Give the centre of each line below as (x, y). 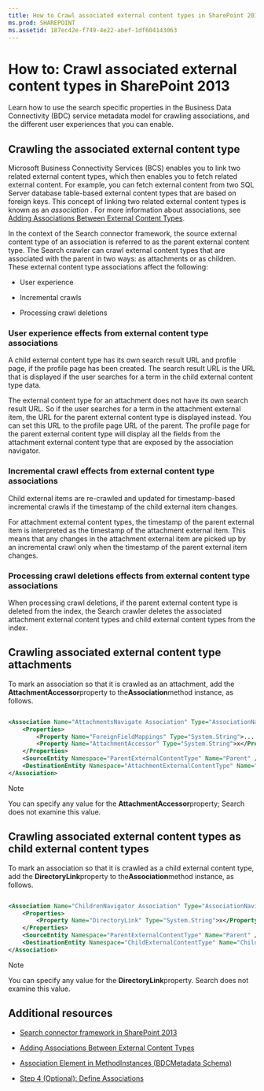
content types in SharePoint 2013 (119, 85)
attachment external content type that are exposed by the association (121, 443)
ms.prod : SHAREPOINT (42, 23)
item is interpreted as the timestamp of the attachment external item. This (127, 530)
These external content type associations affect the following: (108, 267)
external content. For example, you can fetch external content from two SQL (131, 185)
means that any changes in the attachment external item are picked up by (127, 538)
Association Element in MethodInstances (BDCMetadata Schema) (126, 1063)
